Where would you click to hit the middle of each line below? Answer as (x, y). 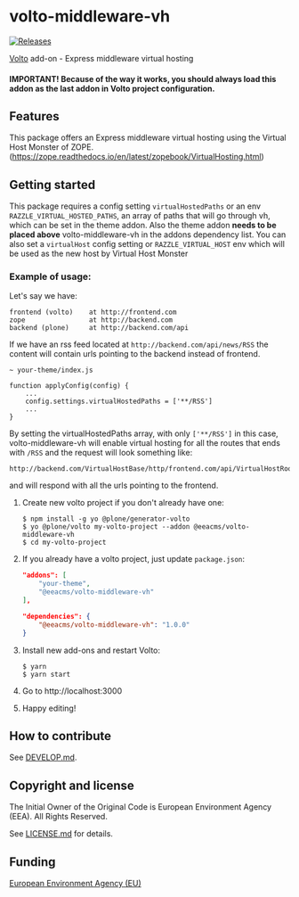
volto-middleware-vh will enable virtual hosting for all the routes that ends (145, 443)
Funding (32, 862)
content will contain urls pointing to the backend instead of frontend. (135, 354)
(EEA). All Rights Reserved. (59, 817)
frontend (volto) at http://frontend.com (93, 313)
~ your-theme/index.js (51, 370)
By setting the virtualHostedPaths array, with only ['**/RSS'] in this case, (144, 433)
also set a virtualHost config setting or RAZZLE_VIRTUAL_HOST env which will (147, 244)
